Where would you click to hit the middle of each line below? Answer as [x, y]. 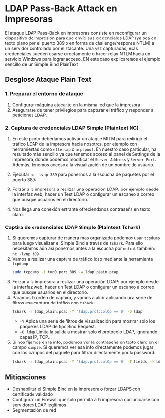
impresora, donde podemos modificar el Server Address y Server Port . [84, 159]
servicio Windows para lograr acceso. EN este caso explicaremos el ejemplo [83, 59]
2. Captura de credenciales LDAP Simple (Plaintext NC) [72, 128]
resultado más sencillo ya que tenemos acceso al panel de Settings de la [86, 154]
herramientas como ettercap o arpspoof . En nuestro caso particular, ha [84, 149]
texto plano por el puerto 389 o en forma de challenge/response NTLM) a [80, 43]
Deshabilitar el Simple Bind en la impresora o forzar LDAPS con [76, 389]
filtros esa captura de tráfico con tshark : [53, 303]
